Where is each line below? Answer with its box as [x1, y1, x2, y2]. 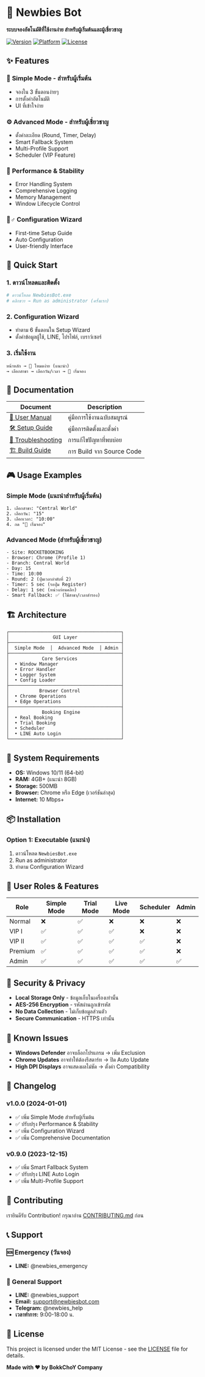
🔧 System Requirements [6, 752, 99, 763]
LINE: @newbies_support [15, 1291, 79, 1299]
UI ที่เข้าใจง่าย [15, 102, 44, 109]
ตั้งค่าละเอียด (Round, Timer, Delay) [15, 131, 96, 138]
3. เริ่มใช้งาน [6, 349, 36, 358]
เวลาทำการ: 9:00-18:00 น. [15, 1310, 74, 1318]
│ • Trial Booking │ [6, 720, 124, 726]
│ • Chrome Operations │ [6, 693, 124, 700]
